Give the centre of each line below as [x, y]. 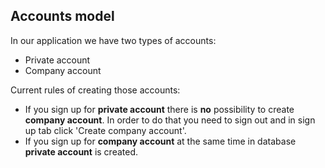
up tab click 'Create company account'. [105, 130]
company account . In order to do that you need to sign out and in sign [170, 120]
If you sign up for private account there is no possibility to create [159, 109]
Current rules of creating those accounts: [95, 90]
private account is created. [81, 151]
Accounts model [62, 16]
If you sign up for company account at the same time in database [160, 141]
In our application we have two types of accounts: [113, 40]
